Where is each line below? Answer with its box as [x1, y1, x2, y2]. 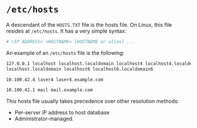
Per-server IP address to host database [14, 109, 110, 116]
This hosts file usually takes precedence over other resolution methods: [6, 98, 179, 105]
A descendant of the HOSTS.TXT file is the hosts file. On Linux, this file [6, 21, 172, 28]
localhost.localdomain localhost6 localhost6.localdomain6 [6, 66, 154, 72]
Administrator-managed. [14, 115, 74, 122]
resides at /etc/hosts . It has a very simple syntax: [6, 27, 127, 34]
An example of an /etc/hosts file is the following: [6, 49, 125, 56]
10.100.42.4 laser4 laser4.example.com [6, 77, 104, 82]
